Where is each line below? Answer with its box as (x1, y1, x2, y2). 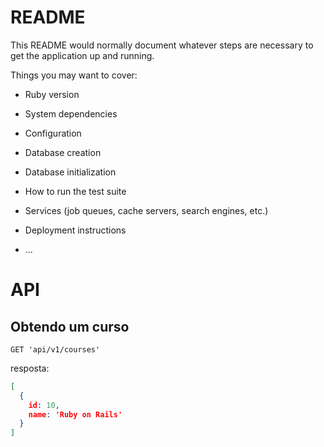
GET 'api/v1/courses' (10, 344, 101, 355)
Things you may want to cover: (10, 69, 138, 81)
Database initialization (24, 166, 117, 178)
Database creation (24, 146, 102, 158)
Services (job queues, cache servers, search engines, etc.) (24, 204, 269, 216)
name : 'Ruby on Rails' (28, 409, 123, 420)
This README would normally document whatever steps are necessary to (10, 39, 314, 51)
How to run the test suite (24, 185, 127, 197)
